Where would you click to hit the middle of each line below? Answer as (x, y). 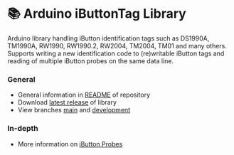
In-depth (23, 129)
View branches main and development (74, 110)
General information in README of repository (84, 95)
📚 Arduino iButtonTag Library (97, 14)
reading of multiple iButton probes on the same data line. (91, 60)
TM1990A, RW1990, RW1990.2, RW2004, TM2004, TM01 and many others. (117, 46)
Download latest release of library (67, 102)
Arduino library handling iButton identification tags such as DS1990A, (108, 38)
